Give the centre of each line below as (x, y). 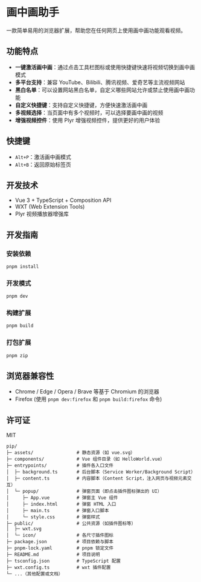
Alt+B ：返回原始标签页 (43, 164)
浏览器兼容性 (30, 376)
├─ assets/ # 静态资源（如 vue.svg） (71, 453)
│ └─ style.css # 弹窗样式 (53, 517)
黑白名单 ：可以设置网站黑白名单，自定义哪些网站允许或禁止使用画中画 (102, 90)
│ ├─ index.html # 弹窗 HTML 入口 (61, 504)
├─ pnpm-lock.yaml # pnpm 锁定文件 (60, 548)
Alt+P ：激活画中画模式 (43, 157)
